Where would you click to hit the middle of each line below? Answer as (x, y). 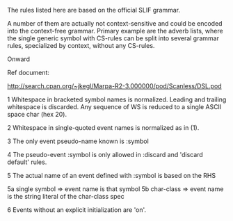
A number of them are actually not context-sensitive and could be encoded (115, 23)
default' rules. (27, 162)
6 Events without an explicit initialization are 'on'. (77, 210)
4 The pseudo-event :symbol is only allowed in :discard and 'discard (105, 155)
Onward (18, 59)
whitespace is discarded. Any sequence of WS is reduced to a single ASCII (114, 107)
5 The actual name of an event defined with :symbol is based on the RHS (112, 175)
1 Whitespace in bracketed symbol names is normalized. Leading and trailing (117, 99)
